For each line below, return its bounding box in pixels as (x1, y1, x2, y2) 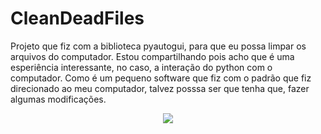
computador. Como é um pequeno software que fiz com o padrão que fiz (10, 72, 312, 84)
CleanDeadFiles (10, 7, 145, 30)
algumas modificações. (10, 93, 107, 105)
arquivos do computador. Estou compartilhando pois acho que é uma (10, 50, 295, 62)
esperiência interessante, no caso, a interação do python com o (10, 61, 273, 73)
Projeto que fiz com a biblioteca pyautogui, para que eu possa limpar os (10, 40, 307, 52)
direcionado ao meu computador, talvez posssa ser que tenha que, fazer (10, 82, 310, 94)
